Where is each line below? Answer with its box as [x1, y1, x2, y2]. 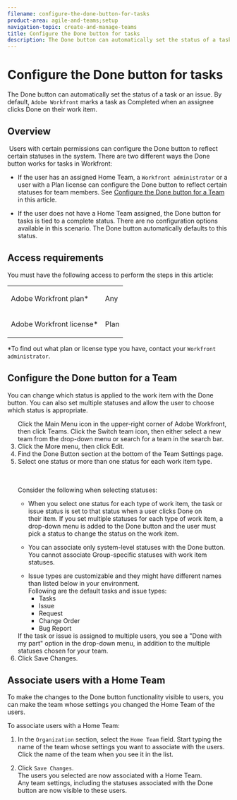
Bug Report [38, 624, 72, 632]
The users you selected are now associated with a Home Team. [17, 771, 202, 780]
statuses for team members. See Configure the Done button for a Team [17, 187, 225, 196]
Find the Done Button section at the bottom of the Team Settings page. [17, 449, 224, 458]
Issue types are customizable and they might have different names [28, 572, 222, 580]
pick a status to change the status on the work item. [28, 529, 179, 538]
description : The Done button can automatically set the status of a [7, 37, 217, 44]
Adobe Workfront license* [11, 319, 99, 328]
